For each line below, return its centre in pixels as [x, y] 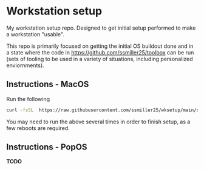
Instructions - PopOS [47, 147]
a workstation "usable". [36, 34]
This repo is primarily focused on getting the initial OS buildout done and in [100, 46]
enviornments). [25, 65]
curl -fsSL [20, 110]
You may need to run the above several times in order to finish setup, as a [98, 122]
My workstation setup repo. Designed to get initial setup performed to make [101, 28]
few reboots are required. [38, 128]
